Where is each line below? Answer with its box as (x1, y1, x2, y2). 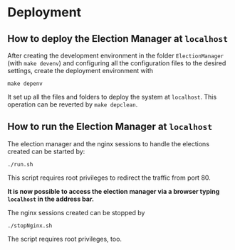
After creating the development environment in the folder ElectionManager (7, 51, 224, 60)
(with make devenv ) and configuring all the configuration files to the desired (7, 59, 226, 67)
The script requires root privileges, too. (7, 234, 122, 243)
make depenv (7, 80, 43, 87)
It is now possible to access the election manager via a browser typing (7, 187, 220, 195)
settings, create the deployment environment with (7, 67, 154, 75)
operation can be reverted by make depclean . (7, 100, 138, 109)
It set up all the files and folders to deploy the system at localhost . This (7, 93, 217, 101)
